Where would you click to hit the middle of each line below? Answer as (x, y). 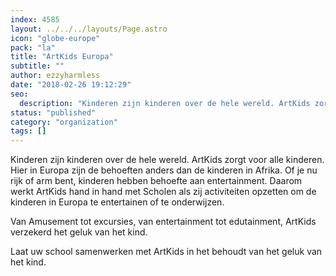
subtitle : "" (37, 66)
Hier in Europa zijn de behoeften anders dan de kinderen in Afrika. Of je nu (164, 170)
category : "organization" (64, 122)
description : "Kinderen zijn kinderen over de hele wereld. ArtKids (165, 103)
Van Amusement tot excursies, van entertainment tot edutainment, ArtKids (163, 222)
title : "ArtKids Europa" (62, 57)
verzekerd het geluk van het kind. (79, 232)
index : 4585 (35, 19)
